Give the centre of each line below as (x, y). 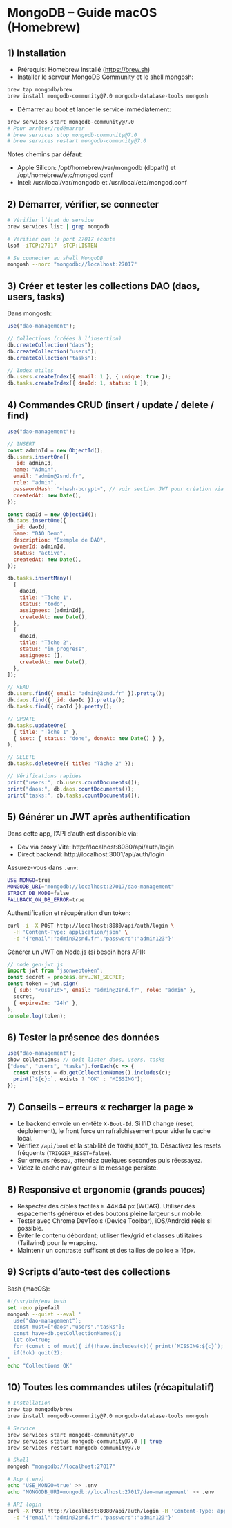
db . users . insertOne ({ (38, 457)
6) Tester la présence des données (84, 1037)
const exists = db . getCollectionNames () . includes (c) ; (92, 1073)
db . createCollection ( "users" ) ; (52, 351)
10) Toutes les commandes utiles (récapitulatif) (111, 1387)
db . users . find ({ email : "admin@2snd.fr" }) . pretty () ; (86, 694)
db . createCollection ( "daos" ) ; (51, 345)
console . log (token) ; (37, 1016)
